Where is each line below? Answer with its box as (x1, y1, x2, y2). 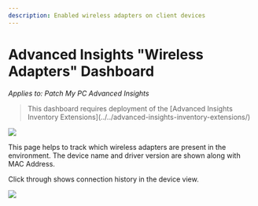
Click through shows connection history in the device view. (8, 174, 199, 184)
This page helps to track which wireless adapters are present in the (8, 142, 227, 152)
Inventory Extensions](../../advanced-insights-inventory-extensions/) (27, 112, 251, 122)
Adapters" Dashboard (8, 62, 155, 80)
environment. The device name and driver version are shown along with (8, 151, 241, 160)
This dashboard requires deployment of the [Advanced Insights (27, 103, 234, 113)
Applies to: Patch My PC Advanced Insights (8, 88, 149, 98)
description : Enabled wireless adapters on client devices (8, 11, 206, 20)
